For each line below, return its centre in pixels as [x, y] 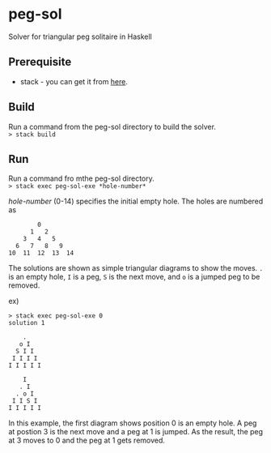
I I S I [25, 401]
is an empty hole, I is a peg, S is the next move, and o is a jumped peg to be [134, 277]
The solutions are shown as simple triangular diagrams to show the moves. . [136, 268]
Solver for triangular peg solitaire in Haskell [80, 36]
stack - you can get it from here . [74, 81]
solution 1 [27, 323]
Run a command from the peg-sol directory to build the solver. [112, 126]
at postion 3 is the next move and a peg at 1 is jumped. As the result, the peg [136, 432]
